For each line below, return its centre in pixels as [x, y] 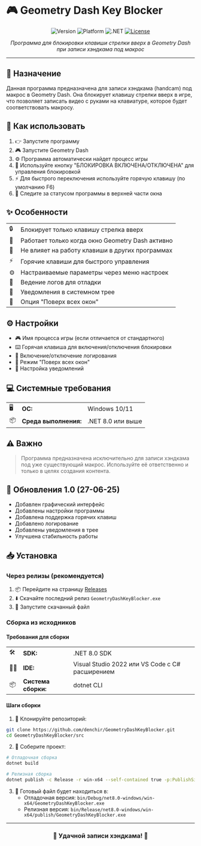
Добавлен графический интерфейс [60, 504]
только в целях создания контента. [66, 470]
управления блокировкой [48, 171]
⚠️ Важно [25, 444]
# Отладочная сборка [32, 758]
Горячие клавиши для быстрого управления [85, 261]
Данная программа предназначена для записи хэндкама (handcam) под [99, 88]
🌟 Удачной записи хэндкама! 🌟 [100, 836]
